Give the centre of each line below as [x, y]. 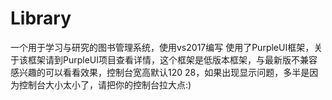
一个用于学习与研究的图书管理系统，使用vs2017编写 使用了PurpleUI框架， [162, 47]
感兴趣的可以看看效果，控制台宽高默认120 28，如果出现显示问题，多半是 [160, 72]
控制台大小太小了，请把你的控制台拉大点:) [105, 84]
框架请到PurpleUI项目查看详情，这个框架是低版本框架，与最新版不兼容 [172, 59]
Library [41, 18]
